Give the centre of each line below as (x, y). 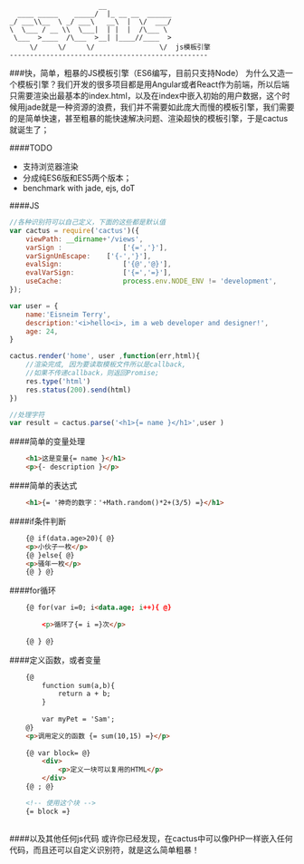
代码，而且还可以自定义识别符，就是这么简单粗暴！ (104, 849)
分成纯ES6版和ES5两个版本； (77, 178)
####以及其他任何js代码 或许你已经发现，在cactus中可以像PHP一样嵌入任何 (151, 838)
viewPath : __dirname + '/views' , (85, 239)
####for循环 (33, 590)
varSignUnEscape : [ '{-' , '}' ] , (89, 256)
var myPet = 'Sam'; (79, 719)
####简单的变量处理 (47, 442)
